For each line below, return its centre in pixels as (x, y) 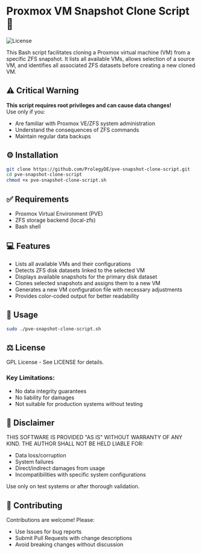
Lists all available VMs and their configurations (73, 263)
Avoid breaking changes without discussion (69, 544)
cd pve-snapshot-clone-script (44, 175)
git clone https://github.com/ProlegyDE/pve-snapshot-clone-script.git (98, 169)
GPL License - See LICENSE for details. (55, 362)
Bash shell (28, 227)
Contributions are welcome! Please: (50, 520)
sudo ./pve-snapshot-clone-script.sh (54, 329)
